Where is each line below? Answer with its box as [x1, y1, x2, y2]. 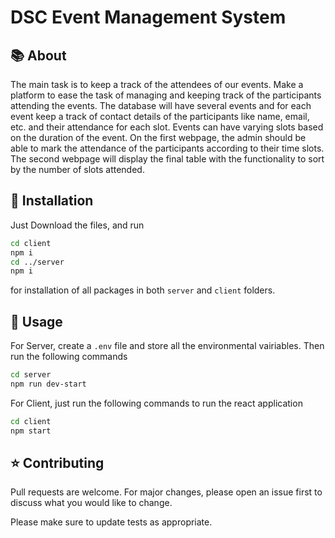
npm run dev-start [10, 379, 87, 389]
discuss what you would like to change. [10, 497, 173, 509]
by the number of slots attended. [10, 164, 145, 175]
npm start [10, 426, 52, 436]
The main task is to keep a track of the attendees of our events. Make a [10, 79, 304, 90]
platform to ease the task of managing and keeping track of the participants [10, 89, 322, 101]
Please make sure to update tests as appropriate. [10, 516, 213, 528]
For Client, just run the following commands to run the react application [10, 397, 303, 409]
